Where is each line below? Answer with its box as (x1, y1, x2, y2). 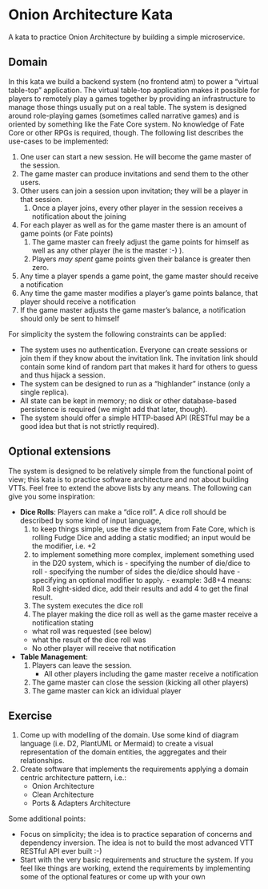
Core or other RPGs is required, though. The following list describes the (8, 127, 244, 137)
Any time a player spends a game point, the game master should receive (19, 271, 258, 281)
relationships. (19, 756, 65, 766)
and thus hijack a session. (19, 370, 106, 380)
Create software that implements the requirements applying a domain (19, 764, 250, 774)
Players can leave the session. (31, 660, 132, 670)
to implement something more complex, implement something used (31, 549, 254, 559)
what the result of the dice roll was (31, 635, 146, 645)
